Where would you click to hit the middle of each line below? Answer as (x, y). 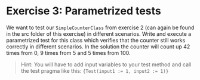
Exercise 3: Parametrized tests (84, 11)
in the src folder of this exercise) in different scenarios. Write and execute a (99, 33)
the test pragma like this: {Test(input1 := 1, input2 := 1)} (95, 70)
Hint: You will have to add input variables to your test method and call (106, 64)
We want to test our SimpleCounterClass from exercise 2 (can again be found (100, 27)
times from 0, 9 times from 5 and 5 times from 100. (68, 53)
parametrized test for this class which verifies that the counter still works (96, 40)
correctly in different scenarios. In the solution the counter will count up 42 (98, 47)
